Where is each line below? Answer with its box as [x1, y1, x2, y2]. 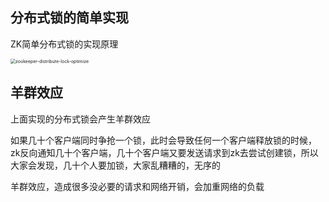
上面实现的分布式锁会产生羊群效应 [10, 113, 151, 125]
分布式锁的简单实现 [10, 9, 129, 27]
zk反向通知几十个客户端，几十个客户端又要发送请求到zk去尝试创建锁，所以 [10, 146, 319, 158]
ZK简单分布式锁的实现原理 [10, 38, 119, 50]
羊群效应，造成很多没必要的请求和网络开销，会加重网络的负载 [10, 180, 265, 192]
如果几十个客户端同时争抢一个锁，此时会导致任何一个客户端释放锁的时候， [10, 134, 317, 146]
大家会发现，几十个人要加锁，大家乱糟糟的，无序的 [10, 159, 221, 171]
